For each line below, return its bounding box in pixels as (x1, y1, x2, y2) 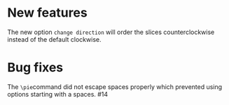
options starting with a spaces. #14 (7, 90, 109, 98)
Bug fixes (7, 60, 64, 76)
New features (7, 5, 88, 21)
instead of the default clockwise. (7, 35, 102, 43)
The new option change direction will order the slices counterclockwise (7, 28, 215, 36)
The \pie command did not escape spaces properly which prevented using (7, 82, 223, 91)
